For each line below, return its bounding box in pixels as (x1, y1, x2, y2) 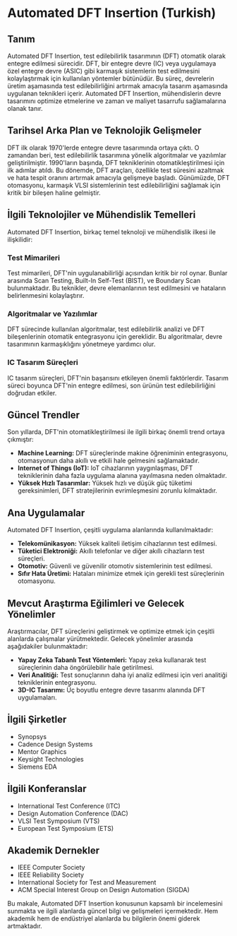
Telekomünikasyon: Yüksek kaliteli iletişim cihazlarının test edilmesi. (17, 539, 217, 548)
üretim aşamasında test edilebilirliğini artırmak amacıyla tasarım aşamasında (7, 82, 228, 90)
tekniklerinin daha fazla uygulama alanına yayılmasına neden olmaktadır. (17, 472, 227, 480)
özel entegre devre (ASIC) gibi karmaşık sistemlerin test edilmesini (7, 67, 200, 75)
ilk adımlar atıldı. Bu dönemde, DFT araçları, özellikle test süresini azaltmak (7, 166, 224, 174)
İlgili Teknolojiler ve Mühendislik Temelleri (7, 209, 196, 221)
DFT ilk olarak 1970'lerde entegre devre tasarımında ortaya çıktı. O (7, 143, 200, 152)
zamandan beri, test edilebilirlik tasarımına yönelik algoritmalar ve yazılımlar (7, 150, 227, 160)
